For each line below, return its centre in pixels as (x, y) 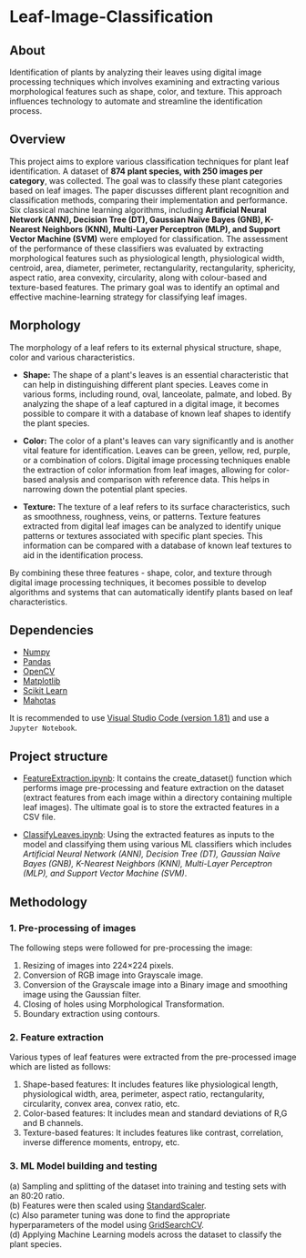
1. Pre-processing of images (73, 928)
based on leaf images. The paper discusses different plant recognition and (149, 190)
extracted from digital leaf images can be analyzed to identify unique (152, 526)
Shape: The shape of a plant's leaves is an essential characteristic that (155, 374)
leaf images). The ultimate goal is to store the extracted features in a (151, 807)
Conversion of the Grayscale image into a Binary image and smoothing (155, 984)
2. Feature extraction (57, 1037)
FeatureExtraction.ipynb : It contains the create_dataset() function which (157, 778)
